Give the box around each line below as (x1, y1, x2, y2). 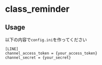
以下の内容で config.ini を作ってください (5, 37, 87, 42)
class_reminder (5, 3, 70, 15)
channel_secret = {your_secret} (5, 55, 71, 60)
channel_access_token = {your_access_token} (5, 51, 98, 56)
